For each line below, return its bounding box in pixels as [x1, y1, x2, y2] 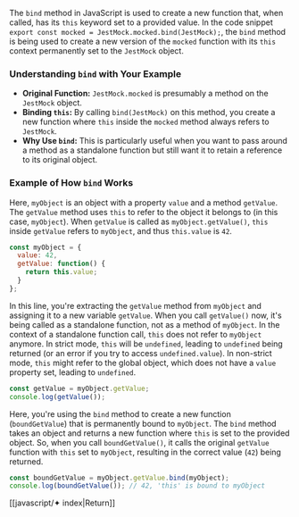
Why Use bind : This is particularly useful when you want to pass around [21, 136, 288, 146]
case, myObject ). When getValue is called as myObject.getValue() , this [9, 216, 269, 227]
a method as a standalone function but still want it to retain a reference [21, 145, 283, 155]
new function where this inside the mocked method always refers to [21, 116, 270, 128]
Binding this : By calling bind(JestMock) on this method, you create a [21, 107, 276, 118]
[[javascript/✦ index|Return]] [9, 497, 116, 508]
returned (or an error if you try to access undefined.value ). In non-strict [9, 347, 272, 358]
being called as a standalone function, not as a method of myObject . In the [9, 319, 280, 329]
